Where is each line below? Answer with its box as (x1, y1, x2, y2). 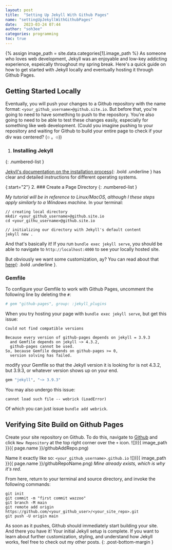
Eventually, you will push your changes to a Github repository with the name (5, 101, 166, 107)
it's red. (5, 465, 22, 472)
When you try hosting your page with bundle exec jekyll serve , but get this (5, 311, 167, 317)
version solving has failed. (10, 353, 72, 358)
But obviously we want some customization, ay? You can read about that (5, 256, 159, 262)
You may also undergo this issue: (5, 387, 75, 393)
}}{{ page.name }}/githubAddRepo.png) (5, 445, 89, 451)
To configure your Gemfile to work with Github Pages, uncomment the (5, 286, 154, 292)
